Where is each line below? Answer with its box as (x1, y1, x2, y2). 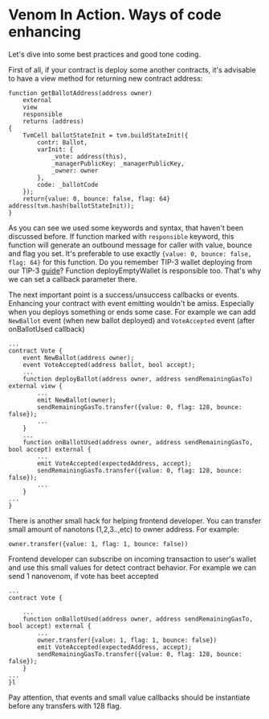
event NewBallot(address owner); (22, 353, 135, 362)
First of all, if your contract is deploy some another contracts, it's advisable (8, 64, 256, 74)
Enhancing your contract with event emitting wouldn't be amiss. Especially (8, 298, 255, 308)
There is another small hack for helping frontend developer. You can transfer (8, 515, 262, 525)
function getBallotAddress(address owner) (8, 89, 153, 97)
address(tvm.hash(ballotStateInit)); (8, 201, 135, 210)
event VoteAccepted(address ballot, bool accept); (22, 361, 196, 369)
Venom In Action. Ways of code (8, 6, 222, 24)
